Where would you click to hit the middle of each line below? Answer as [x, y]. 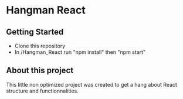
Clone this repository [40, 46]
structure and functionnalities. [42, 91]
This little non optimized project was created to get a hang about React [92, 84]
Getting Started [35, 32]
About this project [40, 71]
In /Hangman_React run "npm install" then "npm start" [80, 52]
